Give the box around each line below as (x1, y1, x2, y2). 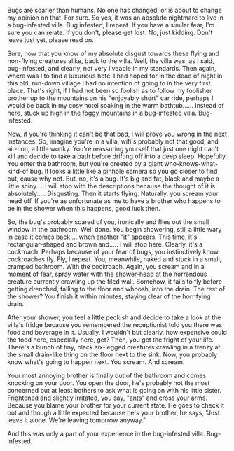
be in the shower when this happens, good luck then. (7, 204, 160, 212)
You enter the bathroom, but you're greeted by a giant (7, 160, 163, 167)
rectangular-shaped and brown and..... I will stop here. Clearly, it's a (7, 240, 203, 248)
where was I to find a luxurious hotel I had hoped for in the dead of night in (7, 71, 223, 80)
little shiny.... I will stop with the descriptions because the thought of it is (7, 182, 216, 190)
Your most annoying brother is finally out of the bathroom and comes (7, 371, 207, 380)
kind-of (7, 167, 29, 175)
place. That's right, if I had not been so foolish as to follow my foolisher (7, 87, 212, 95)
